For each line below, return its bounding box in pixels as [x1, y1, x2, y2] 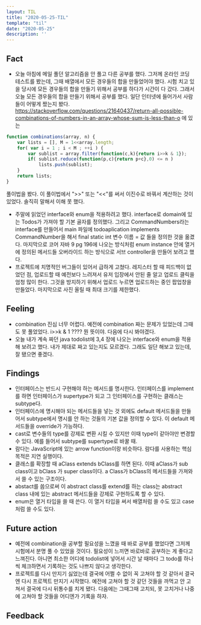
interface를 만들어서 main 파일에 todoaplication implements [14, 225, 160, 232]
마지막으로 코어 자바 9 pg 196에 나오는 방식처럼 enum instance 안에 [23, 240, 184, 247]
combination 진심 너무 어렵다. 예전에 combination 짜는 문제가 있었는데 [14, 320, 182, 328]
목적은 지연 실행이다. [14, 453, 64, 460]
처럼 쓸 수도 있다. [14, 505, 55, 512]
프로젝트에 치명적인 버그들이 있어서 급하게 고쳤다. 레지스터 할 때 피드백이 [14, 263, 185, 270]
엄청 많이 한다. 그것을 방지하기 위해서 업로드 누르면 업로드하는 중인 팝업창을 [14, 278, 192, 285]
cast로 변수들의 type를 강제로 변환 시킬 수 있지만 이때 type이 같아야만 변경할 [14, 430, 196, 437]
